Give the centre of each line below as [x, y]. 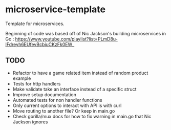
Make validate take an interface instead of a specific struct [74, 89]
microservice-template [56, 9]
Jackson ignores [30, 122]
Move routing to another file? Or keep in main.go [64, 111]
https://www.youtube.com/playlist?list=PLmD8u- [66, 39]
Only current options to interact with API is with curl [67, 105]
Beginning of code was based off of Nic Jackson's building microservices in [86, 33]
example [22, 78]
